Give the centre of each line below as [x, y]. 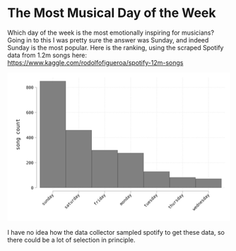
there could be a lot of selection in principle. [71, 240]
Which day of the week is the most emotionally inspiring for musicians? [111, 33]
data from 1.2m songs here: [47, 55]
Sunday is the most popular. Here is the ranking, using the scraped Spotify [116, 47]
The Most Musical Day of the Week [112, 13]
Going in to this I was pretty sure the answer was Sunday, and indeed [108, 40]
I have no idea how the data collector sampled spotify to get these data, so [116, 232]
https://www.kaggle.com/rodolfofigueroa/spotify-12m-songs [95, 62]
